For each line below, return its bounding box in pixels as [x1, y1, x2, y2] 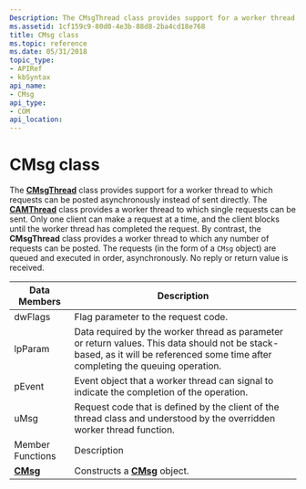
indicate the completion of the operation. [74, 386, 249, 399]
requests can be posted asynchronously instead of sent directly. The [9, 194, 268, 205]
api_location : [9, 115, 64, 124]
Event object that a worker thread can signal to [74, 375, 274, 388]
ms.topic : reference [9, 38, 88, 48]
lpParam [14, 343, 50, 356]
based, [74, 349, 104, 361]
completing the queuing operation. [74, 359, 222, 372]
